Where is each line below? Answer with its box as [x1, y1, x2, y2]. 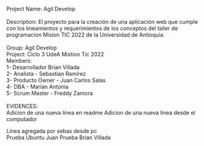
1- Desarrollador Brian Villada [6, 64, 80, 71]
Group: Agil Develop [6, 44, 57, 51]
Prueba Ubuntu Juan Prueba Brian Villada [6, 134, 111, 141]
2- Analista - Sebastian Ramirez [6, 70, 87, 77]
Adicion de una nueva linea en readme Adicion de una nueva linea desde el [6, 109, 195, 116]
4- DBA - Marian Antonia [6, 83, 69, 90]
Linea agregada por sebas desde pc [6, 128, 98, 134]
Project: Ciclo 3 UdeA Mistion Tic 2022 [6, 51, 104, 57]
